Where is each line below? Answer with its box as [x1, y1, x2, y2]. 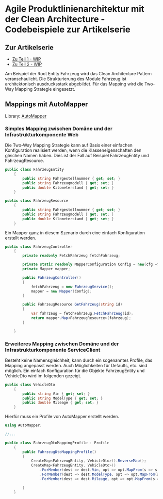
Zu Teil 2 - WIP [12, 62, 42, 67]
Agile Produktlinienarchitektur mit [5, 3, 145, 15]
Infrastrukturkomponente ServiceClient [5, 346, 100, 353]
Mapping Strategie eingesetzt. [15, 86, 75, 92]
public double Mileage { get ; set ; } [22, 400, 98, 405]
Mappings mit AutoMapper [5, 100, 88, 109]
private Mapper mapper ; [22, 267, 70, 272]
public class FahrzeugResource [5, 198, 68, 203]
